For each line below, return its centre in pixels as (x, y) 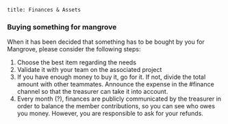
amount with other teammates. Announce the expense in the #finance (115, 84)
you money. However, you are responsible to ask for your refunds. (110, 114)
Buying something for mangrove (62, 27)
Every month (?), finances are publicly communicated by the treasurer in (119, 99)
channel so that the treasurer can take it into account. (92, 92)
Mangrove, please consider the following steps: (74, 49)
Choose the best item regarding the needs (77, 62)
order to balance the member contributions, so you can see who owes (116, 106)
